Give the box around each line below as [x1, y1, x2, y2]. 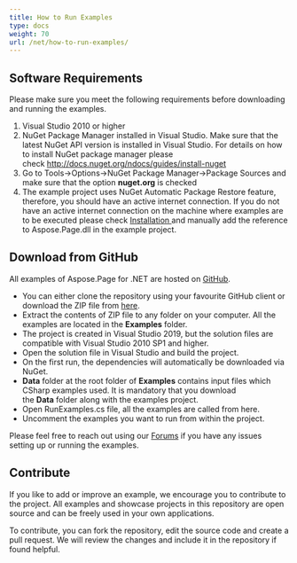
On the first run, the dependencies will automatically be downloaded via [21, 356, 285, 367]
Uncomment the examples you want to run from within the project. [21, 413, 265, 424]
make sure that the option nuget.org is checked [21, 177, 198, 188]
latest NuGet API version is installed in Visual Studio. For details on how [21, 139, 283, 151]
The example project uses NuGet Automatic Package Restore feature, [21, 187, 277, 198]
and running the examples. [9, 104, 107, 114]
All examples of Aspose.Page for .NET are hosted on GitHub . [9, 273, 231, 284]
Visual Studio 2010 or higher [21, 121, 126, 131]
